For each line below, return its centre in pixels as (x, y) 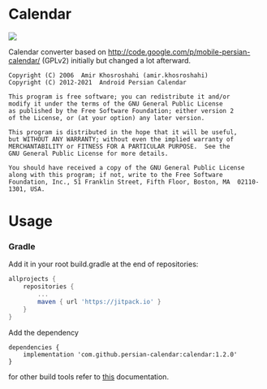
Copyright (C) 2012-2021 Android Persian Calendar (97, 82)
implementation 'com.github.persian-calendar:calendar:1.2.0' (130, 354)
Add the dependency (44, 332)
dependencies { (34, 347)
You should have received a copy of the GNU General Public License (127, 167)
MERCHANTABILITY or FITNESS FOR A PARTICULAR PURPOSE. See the (119, 146)
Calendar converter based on (58, 52)
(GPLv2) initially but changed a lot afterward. (116, 60)
